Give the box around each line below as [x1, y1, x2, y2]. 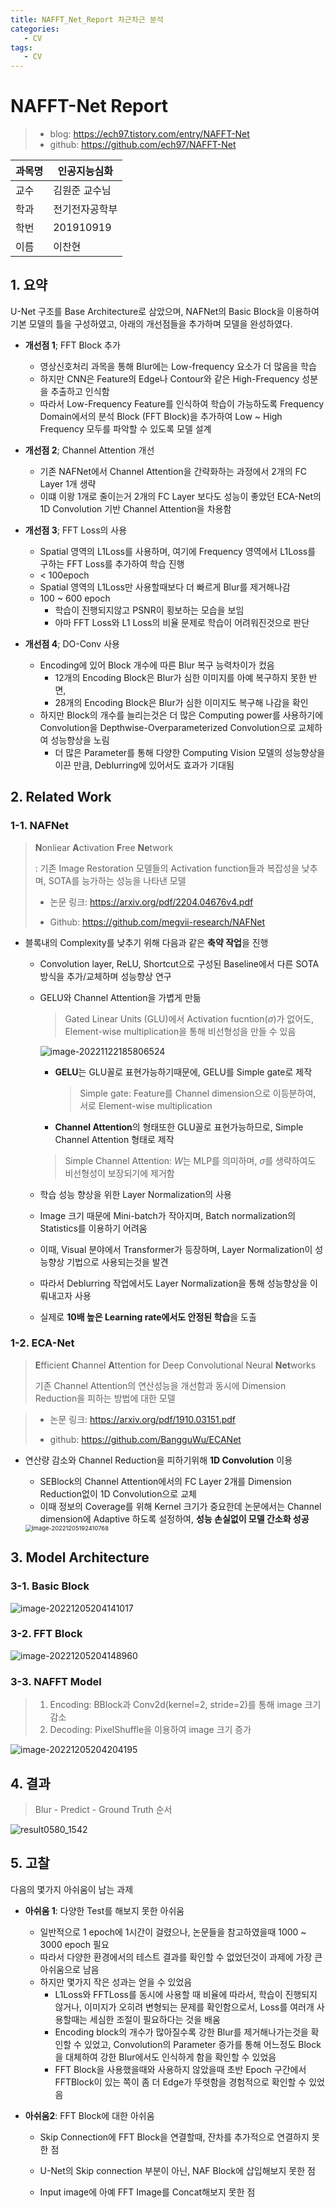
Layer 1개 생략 [39, 477, 97, 490]
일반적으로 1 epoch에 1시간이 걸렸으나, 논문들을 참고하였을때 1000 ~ [39, 1926, 307, 1938]
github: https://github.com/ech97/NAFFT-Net [49, 139, 237, 151]
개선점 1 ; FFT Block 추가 [24, 339, 121, 351]
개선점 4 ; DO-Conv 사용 [24, 637, 120, 650]
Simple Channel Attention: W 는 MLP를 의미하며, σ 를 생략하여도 [64, 1154, 317, 1166]
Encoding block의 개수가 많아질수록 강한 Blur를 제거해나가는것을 [54, 2026, 309, 2038]
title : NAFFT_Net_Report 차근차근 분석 [10, 14, 164, 25]
